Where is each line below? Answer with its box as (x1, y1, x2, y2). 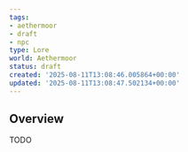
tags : (9, 12, 29, 22)
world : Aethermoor (9, 54, 77, 63)
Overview (9, 111, 65, 126)
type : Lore (9, 46, 50, 55)
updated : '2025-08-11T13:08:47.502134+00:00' (9, 79, 180, 87)
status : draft (9, 63, 62, 72)
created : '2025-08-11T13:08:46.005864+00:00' (9, 71, 180, 80)
